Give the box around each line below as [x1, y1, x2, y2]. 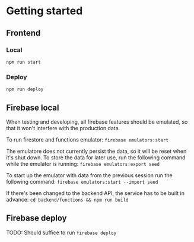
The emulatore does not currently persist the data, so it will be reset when [6, 147, 187, 155]
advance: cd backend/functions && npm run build [6, 196, 129, 203]
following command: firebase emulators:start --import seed [6, 178, 158, 185]
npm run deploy [6, 86, 44, 93]
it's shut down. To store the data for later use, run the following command [6, 153, 186, 161]
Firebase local [6, 102, 59, 112]
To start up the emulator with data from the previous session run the [6, 171, 173, 179]
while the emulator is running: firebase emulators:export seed [6, 160, 160, 167]
